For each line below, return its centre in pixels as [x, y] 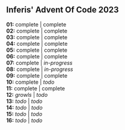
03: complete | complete [37, 37]
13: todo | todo [24, 101]
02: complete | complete [37, 31]
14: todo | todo [25, 107]
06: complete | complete [37, 56]
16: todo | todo [24, 120]
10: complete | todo [30, 82]
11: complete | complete [35, 88]
